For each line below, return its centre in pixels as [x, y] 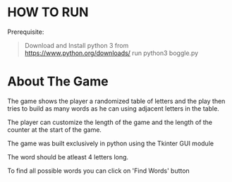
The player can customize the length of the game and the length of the [110, 122]
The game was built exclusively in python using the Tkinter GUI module [110, 143]
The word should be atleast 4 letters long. [68, 157]
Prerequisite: [26, 32]
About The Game [58, 81]
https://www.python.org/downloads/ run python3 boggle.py [111, 53]
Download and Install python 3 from [77, 45]
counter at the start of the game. [55, 129]
